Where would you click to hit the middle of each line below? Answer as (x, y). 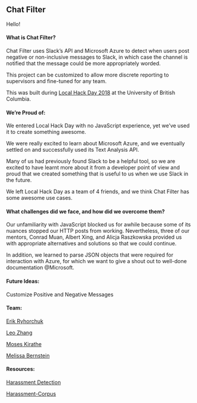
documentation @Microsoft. (40, 268)
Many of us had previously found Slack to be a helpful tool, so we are (91, 161)
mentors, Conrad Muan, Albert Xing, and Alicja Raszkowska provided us (94, 237)
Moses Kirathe (24, 344)
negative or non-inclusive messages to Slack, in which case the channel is (97, 57)
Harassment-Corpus (31, 394)
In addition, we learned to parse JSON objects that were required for (90, 255)
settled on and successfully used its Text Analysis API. (73, 150)
